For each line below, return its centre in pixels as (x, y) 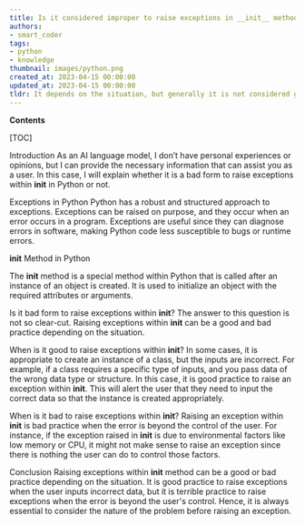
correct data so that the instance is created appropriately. (117, 398)
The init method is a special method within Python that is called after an (144, 276)
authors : (26, 26)
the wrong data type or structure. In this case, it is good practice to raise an (151, 379)
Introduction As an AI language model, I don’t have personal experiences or (151, 155)
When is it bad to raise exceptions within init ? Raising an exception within (147, 416)
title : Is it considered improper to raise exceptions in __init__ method (154, 18)
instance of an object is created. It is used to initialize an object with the (143, 285)
